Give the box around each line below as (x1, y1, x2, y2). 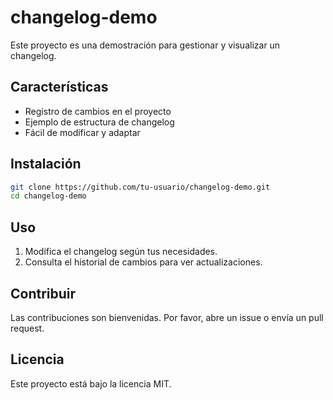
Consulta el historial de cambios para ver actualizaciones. (24, 256, 263, 268)
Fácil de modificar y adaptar (24, 126, 141, 138)
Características (10, 79, 109, 96)
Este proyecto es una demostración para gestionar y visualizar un (10, 39, 281, 51)
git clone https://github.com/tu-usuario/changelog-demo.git (10, 182, 271, 192)
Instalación (10, 156, 82, 173)
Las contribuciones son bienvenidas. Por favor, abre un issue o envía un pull (10, 311, 324, 323)
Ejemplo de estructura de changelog (24, 116, 175, 128)
